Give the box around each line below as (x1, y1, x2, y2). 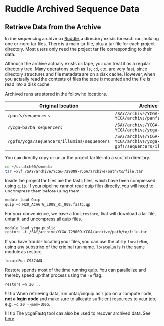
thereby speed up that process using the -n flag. (5, 272, 102, 278)
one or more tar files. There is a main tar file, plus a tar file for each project (5, 41, 155, 47)
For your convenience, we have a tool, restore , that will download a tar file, (5, 211, 156, 216)
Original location (39, 102, 79, 109)
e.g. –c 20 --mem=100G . (5, 301, 50, 307)
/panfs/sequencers (7, 113, 50, 118)
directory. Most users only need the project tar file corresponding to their (5, 46, 152, 52)
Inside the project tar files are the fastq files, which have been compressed (5, 177, 156, 183)
